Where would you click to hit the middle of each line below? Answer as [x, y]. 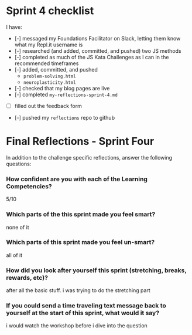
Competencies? [29, 186]
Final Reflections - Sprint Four [80, 141]
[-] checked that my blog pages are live [62, 88]
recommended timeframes [47, 63]
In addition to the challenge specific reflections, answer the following [89, 157]
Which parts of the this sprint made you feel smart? [81, 214]
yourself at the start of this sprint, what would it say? [83, 313]
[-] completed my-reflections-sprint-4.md [66, 94]
